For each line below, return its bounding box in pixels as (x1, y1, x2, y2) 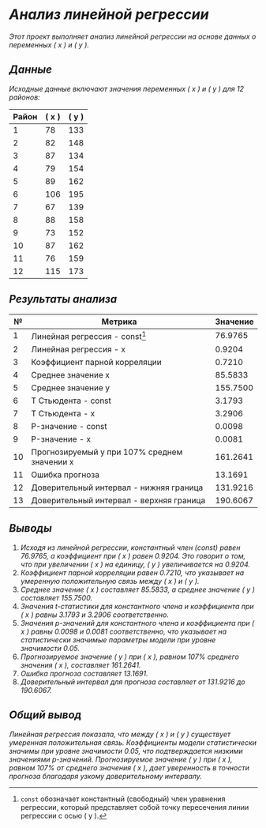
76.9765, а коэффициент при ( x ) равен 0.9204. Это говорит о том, (20, 551, 246, 560)
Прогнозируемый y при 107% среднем (31, 446, 183, 457)
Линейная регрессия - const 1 (31, 329, 147, 341)
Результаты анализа (9, 292, 118, 306)
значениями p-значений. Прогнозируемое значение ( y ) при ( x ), (9, 755, 233, 764)
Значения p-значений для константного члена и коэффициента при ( (20, 618, 255, 627)
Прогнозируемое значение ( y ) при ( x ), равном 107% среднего (20, 652, 239, 661)
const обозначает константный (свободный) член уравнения (20, 794, 226, 804)
